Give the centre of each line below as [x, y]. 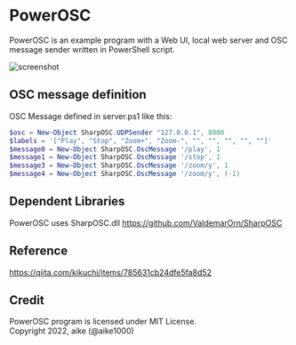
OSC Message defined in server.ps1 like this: [91, 116]
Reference [39, 251]
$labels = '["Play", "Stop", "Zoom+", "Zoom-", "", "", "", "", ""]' [141, 140]
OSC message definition [78, 95]
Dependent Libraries [67, 201]
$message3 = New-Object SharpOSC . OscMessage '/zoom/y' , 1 [119, 165]
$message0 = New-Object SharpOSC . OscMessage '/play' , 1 [115, 149]
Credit [27, 300]
